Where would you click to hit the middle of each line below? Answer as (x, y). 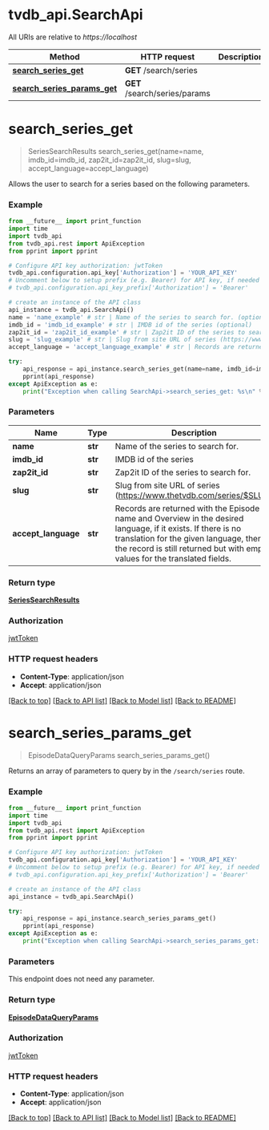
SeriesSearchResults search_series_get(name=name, (116, 151)
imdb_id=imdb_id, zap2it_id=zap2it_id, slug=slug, (110, 160)
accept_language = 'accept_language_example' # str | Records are (121, 347)
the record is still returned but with (179, 549)
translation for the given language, (179, 538)
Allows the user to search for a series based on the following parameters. (129, 184)
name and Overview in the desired (179, 518)
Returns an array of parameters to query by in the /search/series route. (127, 771)
